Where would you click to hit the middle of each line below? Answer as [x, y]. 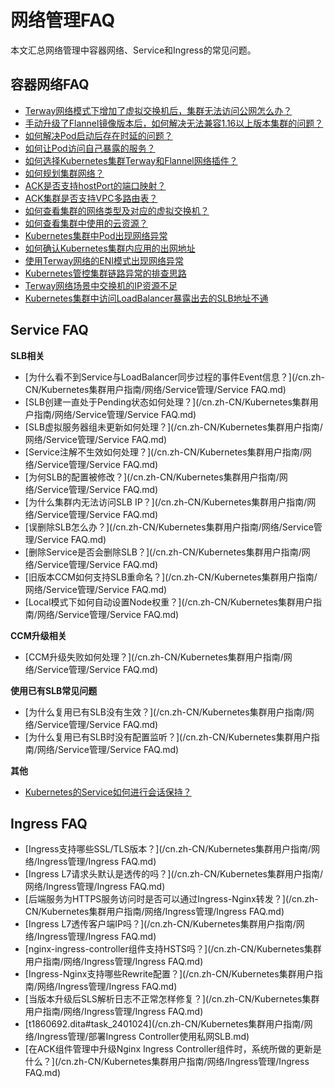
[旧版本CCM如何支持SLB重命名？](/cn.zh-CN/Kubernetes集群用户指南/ [171, 577]
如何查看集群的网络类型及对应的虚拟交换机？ [117, 210]
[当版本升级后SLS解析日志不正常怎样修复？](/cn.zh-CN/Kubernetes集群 [172, 999]
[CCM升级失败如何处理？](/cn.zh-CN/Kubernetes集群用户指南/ [154, 657]
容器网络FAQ [50, 84]
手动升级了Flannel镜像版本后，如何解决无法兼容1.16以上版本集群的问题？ [174, 123]
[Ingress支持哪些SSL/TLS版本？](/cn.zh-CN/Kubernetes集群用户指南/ [168, 849]
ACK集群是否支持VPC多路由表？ [91, 198]
